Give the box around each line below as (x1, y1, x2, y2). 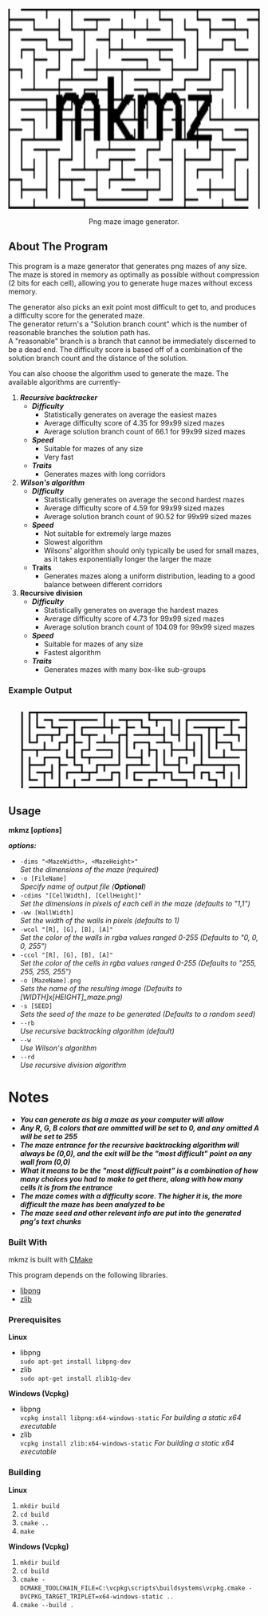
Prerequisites (8, 1314, 61, 1326)
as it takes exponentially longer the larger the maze (43, 554, 212, 563)
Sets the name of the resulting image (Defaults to (19, 983, 183, 993)
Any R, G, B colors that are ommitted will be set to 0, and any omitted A (19, 1123, 260, 1133)
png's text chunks (19, 1216, 82, 1226)
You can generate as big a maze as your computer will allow (19, 1114, 225, 1124)
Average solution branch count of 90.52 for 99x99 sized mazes (43, 511, 252, 521)
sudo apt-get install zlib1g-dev (19, 1375, 132, 1383)
